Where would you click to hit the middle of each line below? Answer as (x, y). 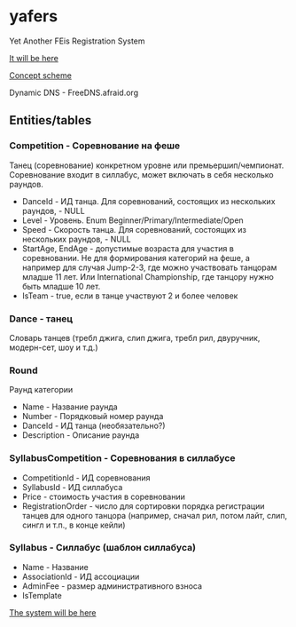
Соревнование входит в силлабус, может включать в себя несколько (141, 174)
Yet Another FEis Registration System (77, 41)
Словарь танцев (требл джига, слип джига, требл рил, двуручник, (135, 337)
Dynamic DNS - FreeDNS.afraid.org (74, 92)
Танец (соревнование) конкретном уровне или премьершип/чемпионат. (147, 165)
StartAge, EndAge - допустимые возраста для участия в (128, 248)
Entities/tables (51, 120)
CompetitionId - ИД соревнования (86, 478)
